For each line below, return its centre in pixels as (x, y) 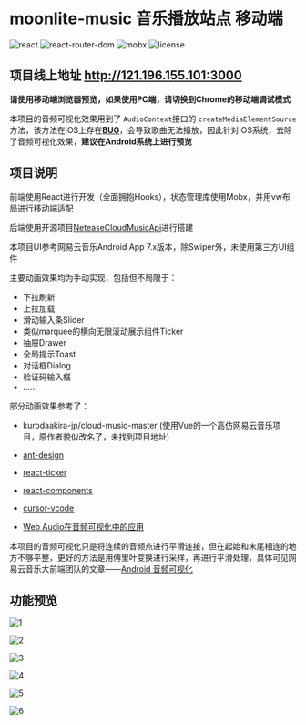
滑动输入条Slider (53, 319)
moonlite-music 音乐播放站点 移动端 (147, 19)
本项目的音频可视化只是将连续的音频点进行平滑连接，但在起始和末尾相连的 (149, 546)
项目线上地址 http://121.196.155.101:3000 (126, 75)
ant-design (43, 455)
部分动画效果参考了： (49, 406)
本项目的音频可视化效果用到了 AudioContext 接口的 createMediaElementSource (153, 119)
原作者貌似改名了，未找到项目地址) (104, 436)
